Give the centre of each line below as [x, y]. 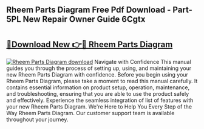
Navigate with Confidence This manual [142, 62]
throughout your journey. [37, 119]
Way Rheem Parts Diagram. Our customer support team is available [90, 113]
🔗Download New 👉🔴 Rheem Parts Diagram [90, 44]
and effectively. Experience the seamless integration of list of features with [100, 100]
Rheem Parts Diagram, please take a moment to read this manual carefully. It [102, 81]
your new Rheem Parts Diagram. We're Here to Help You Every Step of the [99, 107]
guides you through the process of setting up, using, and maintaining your [99, 68]
